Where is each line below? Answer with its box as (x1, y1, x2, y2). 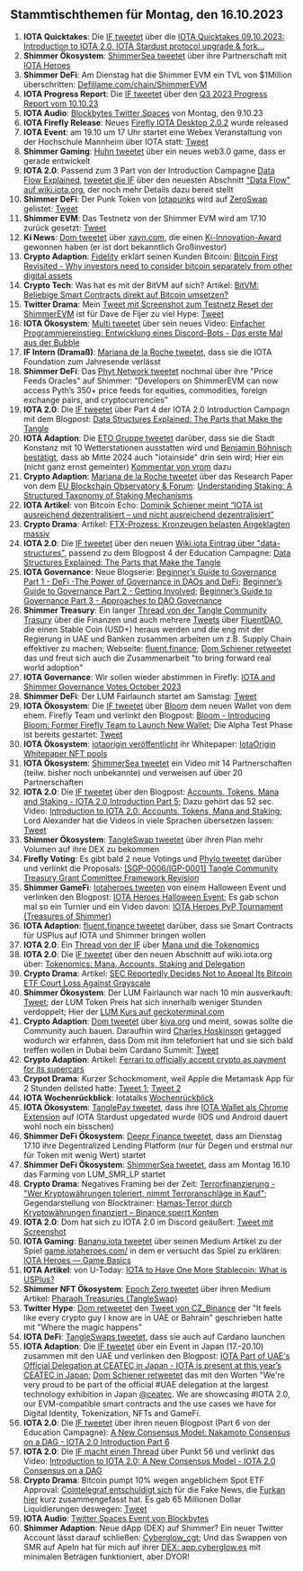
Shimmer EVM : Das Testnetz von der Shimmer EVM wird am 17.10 (22, 212, 267, 223)
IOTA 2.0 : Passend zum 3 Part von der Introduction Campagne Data (22, 165, 275, 175)
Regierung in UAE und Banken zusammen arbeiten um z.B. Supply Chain (22, 633, 292, 644)
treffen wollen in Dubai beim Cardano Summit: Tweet (22, 1044, 219, 1055)
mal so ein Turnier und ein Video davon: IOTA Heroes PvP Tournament (22, 901, 284, 911)
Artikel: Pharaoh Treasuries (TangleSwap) (22, 1293, 178, 1304)
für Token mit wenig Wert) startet (22, 1149, 147, 1160)
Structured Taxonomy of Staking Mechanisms (22, 489, 193, 500)
